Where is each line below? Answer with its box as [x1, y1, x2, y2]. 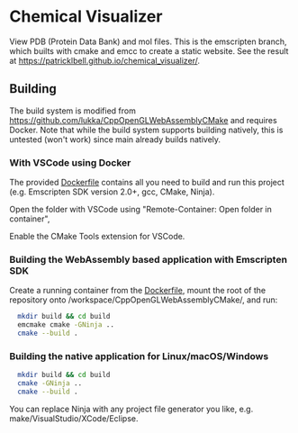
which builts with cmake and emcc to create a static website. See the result [9, 45, 289, 56]
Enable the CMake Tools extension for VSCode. [9, 231, 185, 242]
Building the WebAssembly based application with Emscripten [9, 253, 288, 266]
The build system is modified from [9, 105, 137, 116]
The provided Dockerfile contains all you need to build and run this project [9, 177, 285, 188]
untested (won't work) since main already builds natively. [9, 133, 221, 145]
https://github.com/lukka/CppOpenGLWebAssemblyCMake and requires [9, 114, 277, 125]
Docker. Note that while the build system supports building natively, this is [9, 124, 284, 135]
